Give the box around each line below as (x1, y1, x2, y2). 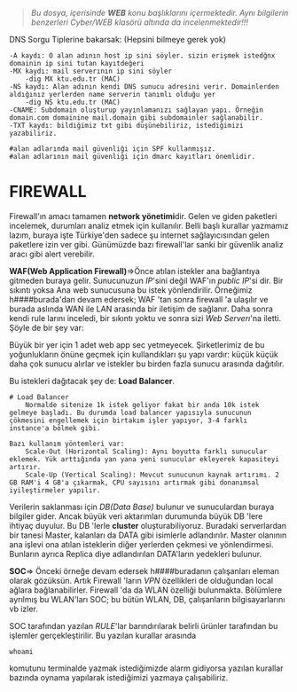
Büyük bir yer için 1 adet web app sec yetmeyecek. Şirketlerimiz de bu (9, 339, 265, 350)
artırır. (9, 462, 42, 471)
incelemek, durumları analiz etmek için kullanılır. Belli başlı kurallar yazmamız (9, 220, 289, 231)
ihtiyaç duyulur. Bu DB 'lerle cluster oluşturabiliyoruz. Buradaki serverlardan (9, 520, 286, 531)
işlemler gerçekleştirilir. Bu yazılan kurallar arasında (9, 630, 197, 641)
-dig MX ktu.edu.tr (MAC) (25, 75, 121, 83)
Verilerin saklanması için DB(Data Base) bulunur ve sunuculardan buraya (9, 501, 275, 512)
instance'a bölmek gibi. (9, 423, 101, 433)
